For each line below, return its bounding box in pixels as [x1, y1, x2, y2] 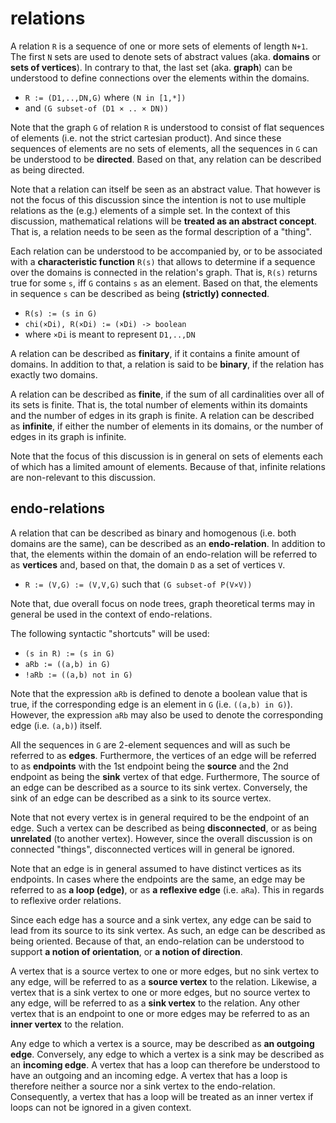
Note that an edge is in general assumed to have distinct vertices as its [10, 862, 302, 874]
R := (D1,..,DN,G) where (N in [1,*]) [24, 91, 187, 103]
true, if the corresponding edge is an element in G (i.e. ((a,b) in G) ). [10, 698, 293, 710]
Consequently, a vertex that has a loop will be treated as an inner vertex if [10, 1090, 314, 1102]
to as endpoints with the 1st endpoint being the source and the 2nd [10, 760, 289, 772]
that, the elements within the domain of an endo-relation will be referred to [10, 548, 318, 560]
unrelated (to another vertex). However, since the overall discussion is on [10, 832, 313, 844]
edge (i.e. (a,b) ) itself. [10, 719, 103, 731]
